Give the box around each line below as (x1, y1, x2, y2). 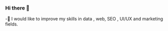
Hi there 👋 (5, 4, 30, 11)
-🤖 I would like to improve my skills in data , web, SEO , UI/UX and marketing (5, 16, 163, 22)
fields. (5, 21, 19, 27)
